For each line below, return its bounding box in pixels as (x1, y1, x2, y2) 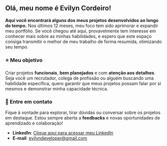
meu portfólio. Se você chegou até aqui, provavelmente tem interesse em (5, 27, 156, 34)
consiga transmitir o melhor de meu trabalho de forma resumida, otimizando (5, 38, 162, 44)
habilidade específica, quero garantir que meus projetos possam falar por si (5, 80, 161, 86)
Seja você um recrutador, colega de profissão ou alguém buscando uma (5, 75, 154, 81)
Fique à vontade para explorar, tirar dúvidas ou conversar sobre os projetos (5, 109, 161, 115)
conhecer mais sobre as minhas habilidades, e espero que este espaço (5, 33, 152, 39)
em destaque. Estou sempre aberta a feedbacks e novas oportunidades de (5, 115, 160, 121)
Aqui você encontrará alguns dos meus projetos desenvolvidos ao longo (5, 17, 159, 23)
